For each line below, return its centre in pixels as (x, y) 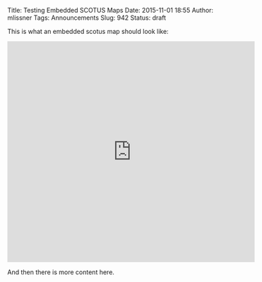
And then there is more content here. (61, 272)
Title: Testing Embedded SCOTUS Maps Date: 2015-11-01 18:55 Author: (111, 10)
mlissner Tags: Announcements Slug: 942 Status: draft (87, 18)
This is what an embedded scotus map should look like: (88, 31)
